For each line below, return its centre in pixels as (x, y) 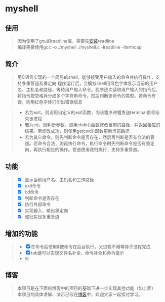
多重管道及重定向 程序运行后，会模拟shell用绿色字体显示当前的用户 (90, 83)
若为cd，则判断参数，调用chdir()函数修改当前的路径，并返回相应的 (92, 125)
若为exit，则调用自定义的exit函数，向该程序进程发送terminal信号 (90, 112)
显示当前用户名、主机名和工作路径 (59, 179)
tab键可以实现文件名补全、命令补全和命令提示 (78, 252)
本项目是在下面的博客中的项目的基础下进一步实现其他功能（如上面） (86, 288)
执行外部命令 (38, 204)
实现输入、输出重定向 (46, 210)
